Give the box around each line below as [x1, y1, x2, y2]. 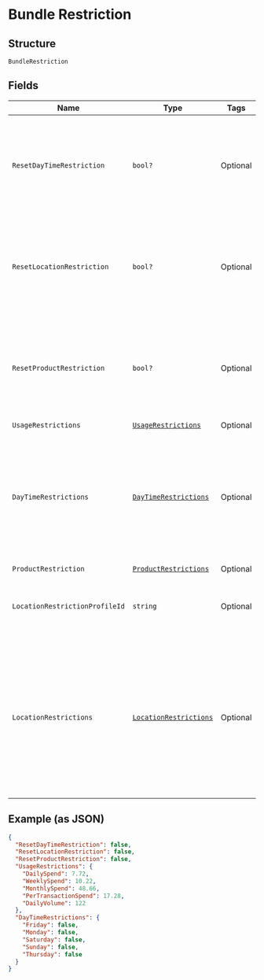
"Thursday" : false [22, 950, 82, 958]
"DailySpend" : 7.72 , [22, 870, 90, 878]
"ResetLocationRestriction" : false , [15, 848, 135, 856]
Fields [8, 79, 39, 92]
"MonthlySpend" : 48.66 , [22, 884, 101, 893]
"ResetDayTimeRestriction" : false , [15, 841, 132, 849]
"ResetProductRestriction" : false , [15, 856, 132, 864]
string [132, 601, 157, 611]
